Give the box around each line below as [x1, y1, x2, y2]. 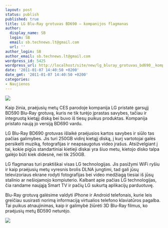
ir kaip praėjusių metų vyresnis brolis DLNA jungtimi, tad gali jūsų [5, 166, 139, 172]
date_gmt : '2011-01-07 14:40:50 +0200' [5, 72, 88, 77]
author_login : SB [5, 49, 41, 54]
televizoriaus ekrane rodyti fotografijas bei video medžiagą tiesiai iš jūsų [5, 172, 154, 178]
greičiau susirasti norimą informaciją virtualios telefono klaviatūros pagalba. [5, 197, 161, 203]
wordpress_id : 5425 [5, 58, 46, 63]
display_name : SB [9, 30, 46, 35]
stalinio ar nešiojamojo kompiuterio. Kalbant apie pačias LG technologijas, [5, 177, 156, 183]
